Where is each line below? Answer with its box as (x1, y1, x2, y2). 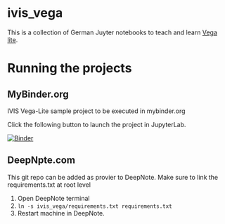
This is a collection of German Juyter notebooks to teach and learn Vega (7, 28, 218, 37)
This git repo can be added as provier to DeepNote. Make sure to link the (7, 173, 219, 181)
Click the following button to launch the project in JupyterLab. (7, 120, 186, 129)
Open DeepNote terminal (17, 194, 90, 202)
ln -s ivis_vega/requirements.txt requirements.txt (17, 202, 172, 210)
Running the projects (7, 60, 132, 77)
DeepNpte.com (7, 154, 76, 166)
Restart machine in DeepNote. (17, 209, 105, 217)
